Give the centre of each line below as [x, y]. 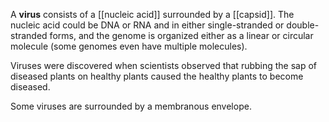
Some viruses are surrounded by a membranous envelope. [131, 106]
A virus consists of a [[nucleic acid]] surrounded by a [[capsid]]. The [152, 14]
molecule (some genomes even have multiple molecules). [129, 46]
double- [303, 25]
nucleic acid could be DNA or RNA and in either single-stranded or [147, 25]
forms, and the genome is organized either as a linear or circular [181, 35]
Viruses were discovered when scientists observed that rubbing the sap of [164, 65]
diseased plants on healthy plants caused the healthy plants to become [157, 76]
